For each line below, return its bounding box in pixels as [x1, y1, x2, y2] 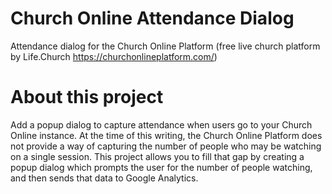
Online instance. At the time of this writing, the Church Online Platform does [10, 129, 323, 141]
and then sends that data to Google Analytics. [10, 172, 199, 184]
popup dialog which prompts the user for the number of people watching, [10, 161, 313, 173]
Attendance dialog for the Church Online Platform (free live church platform [10, 40, 321, 52]
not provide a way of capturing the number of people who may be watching [10, 140, 322, 152]
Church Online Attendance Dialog [10, 7, 295, 30]
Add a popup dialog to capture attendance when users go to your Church [10, 118, 313, 131]
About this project [10, 86, 164, 109]
